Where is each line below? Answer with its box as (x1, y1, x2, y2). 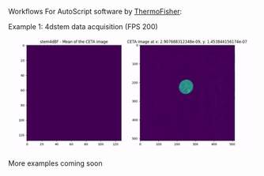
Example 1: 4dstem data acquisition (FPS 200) (8, 22, 158, 31)
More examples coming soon (8, 158, 103, 168)
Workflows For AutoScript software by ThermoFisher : (8, 7, 183, 16)
